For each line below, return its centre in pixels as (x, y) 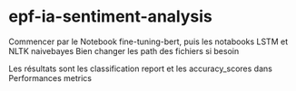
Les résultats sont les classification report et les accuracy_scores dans (141, 68)
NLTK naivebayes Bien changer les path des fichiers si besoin (124, 50)
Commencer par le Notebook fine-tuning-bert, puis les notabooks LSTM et (148, 41)
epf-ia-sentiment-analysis (110, 17)
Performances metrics (50, 77)
